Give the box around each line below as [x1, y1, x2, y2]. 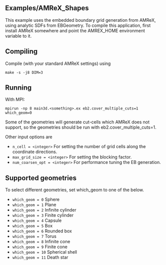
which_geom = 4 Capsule [12, 217, 62, 223]
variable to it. [5, 33, 32, 39]
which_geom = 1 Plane [12, 202, 56, 208]
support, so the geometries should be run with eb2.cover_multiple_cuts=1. [5, 124, 157, 130]
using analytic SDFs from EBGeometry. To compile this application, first [5, 22, 151, 28]
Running [5, 84, 32, 92]
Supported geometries [5, 173, 77, 182]
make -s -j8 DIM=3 [5, 70, 43, 75]
